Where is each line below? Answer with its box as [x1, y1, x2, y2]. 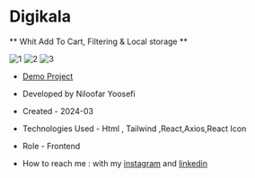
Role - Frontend [22, 140, 81, 151]
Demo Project [22, 70, 74, 82]
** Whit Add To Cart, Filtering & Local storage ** [9, 36, 189, 47]
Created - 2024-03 [22, 105, 94, 116]
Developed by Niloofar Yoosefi [22, 88, 136, 99]
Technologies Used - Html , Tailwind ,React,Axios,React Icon [22, 123, 247, 134]
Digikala [9, 6, 72, 27]
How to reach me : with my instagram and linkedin [22, 157, 208, 168]
